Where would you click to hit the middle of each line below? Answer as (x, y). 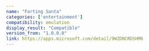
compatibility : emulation (38, 22)
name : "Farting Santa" (34, 11)
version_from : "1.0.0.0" (37, 33)
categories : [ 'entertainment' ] (44, 17)
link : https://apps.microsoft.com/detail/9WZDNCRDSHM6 (75, 39)
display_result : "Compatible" (43, 28)
